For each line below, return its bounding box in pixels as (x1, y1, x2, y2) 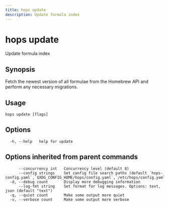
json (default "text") (5, 188, 53, 193)
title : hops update (5, 7, 46, 13)
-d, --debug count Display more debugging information (10, 179, 141, 184)
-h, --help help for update (10, 139, 73, 144)
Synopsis (5, 65, 35, 74)
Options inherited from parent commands (5, 152, 138, 162)
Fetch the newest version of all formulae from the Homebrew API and (5, 79, 148, 85)
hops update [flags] (5, 112, 49, 117)
